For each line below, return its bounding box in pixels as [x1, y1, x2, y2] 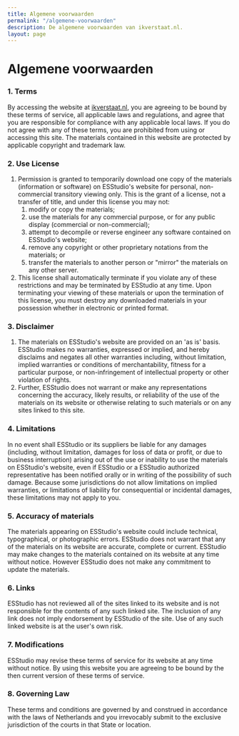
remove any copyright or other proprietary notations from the [28, 243, 208, 252]
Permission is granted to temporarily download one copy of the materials [17, 175, 233, 183]
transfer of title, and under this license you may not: [17, 198, 170, 206]
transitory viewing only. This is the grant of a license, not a [54, 190, 226, 198]
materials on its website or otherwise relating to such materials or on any [17, 398, 232, 407]
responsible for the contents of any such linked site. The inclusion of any [7, 607, 221, 615]
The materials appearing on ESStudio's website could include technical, [7, 527, 218, 535]
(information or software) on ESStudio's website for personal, [17, 183, 198, 191]
